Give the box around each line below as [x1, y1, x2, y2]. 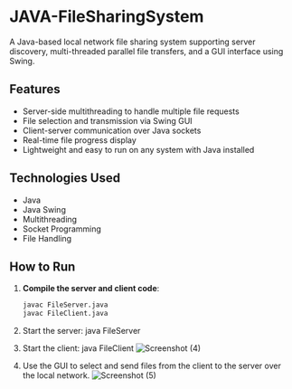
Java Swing [22, 204, 66, 214]
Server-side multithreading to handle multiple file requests [22, 106, 240, 117]
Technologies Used [9, 170, 120, 186]
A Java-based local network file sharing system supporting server [9, 36, 256, 47]
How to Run [9, 259, 76, 274]
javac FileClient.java [22, 309, 108, 318]
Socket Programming [22, 223, 102, 234]
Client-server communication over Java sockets [22, 125, 202, 136]
